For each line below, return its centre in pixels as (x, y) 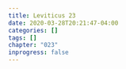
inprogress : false (38, 52)
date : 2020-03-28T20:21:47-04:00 (63, 23)
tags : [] (23, 38)
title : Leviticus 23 (42, 15)
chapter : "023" (33, 45)
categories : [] (33, 30)
